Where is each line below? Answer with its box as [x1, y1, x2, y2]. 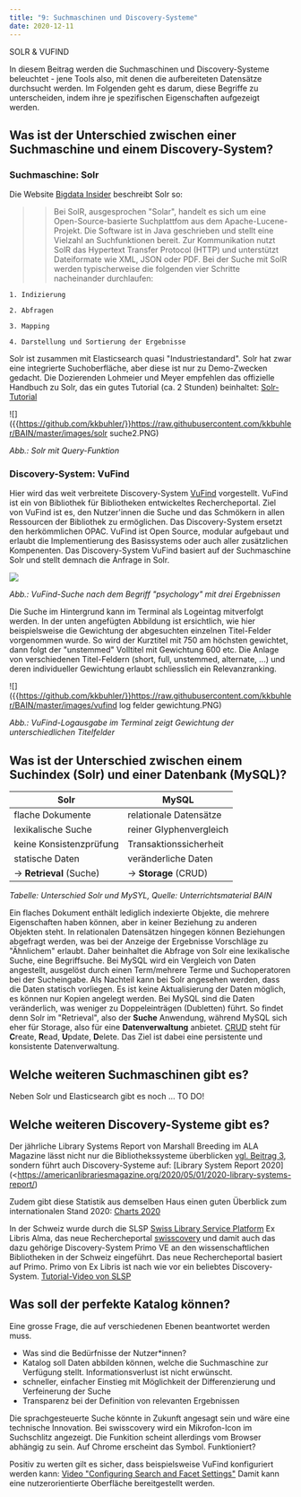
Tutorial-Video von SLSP [41, 1271, 132, 1282]
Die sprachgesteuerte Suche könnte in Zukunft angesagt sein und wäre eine [9, 1413, 290, 1423]
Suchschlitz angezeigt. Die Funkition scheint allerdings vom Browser [9, 1431, 262, 1442]
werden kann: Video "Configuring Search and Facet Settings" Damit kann [9, 1468, 280, 1479]
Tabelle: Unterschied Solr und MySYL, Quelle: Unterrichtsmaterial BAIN [9, 890, 272, 901]
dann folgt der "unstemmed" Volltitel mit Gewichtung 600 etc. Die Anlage [9, 644, 279, 655]
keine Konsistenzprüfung [13, 838, 119, 851]
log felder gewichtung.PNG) [119, 700, 222, 711]
